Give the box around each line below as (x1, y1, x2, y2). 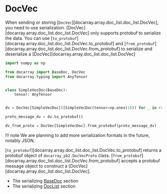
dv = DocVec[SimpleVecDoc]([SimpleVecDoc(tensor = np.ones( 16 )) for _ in (5, 105, 157, 111)
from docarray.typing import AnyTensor (5, 74, 88, 79)
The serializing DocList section (12, 183, 76, 189)
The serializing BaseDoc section (12, 178, 79, 184)
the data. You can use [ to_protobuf (5, 35, 77, 41)
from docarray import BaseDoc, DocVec (5, 69, 85, 74)
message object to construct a (5, 163, 68, 169)
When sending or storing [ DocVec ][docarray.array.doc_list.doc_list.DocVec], (5, 19, 159, 25)
